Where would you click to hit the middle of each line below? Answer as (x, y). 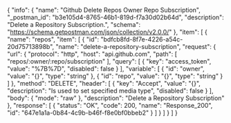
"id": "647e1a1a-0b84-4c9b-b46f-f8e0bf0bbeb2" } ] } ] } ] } (93, 113)
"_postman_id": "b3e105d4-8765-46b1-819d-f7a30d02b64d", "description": (116, 17)
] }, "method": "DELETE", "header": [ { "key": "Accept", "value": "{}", (104, 83)
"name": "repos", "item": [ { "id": (53, 39)
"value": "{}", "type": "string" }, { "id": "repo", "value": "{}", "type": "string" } (115, 76)
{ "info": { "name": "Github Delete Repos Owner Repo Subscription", (104, 10)
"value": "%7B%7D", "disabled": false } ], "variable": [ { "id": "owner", (106, 69)
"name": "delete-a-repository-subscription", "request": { (136, 47)
